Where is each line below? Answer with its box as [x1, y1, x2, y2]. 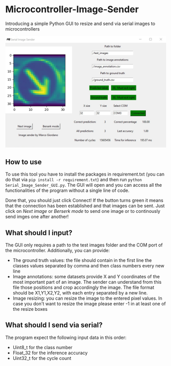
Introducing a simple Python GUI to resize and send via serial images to [5, 20, 156, 27]
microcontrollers [5, 26, 40, 32]
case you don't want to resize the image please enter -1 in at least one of [12, 301, 166, 307]
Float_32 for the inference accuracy [12, 350, 88, 356]
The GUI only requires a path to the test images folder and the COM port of [5, 242, 163, 248]
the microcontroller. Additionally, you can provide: [5, 248, 110, 254]
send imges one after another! [5, 213, 69, 220]
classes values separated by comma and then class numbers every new [12, 263, 164, 269]
